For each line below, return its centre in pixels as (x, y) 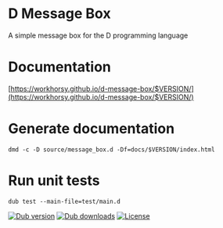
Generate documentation (91, 129)
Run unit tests (54, 180)
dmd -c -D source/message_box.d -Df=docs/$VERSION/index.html (111, 150)
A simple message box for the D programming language (98, 35)
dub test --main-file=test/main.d (65, 201)
